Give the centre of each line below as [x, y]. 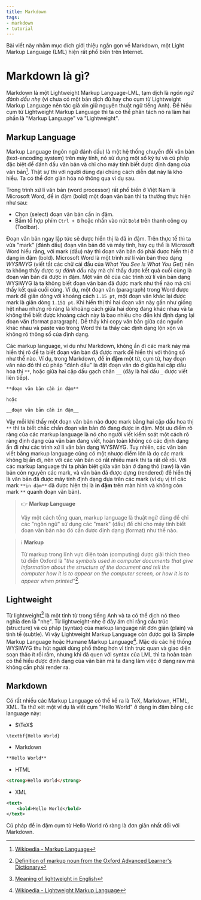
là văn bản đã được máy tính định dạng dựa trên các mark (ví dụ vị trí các [96, 479]
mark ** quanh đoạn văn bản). [44, 492]
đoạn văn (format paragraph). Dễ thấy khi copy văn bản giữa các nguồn [95, 321]
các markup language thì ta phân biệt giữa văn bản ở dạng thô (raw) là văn [98, 466]
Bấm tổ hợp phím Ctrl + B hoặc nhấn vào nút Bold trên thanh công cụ [101, 220]
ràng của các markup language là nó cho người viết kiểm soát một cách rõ [98, 434]
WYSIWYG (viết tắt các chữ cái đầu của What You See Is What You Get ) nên [100, 264]
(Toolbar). [27, 227]
